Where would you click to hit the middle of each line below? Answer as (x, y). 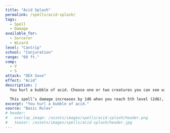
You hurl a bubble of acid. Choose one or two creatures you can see (84, 90)
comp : (11, 62)
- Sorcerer (21, 38)
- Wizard (19, 43)
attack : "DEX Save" (26, 76)
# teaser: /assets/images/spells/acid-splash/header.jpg (69, 122)
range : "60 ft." (22, 57)
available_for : (21, 33)
